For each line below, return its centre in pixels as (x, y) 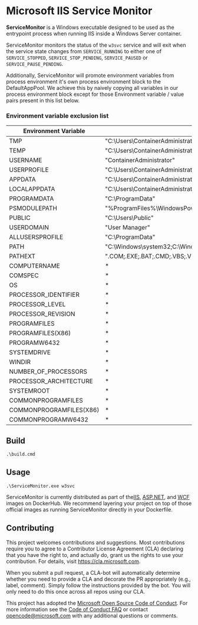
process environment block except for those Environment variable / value (95, 94)
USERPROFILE (29, 170)
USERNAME (26, 160)
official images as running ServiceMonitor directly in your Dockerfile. (89, 509)
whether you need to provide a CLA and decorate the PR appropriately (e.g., (99, 579)
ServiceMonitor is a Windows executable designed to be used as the (90, 27)
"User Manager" (128, 228)
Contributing (30, 528)
